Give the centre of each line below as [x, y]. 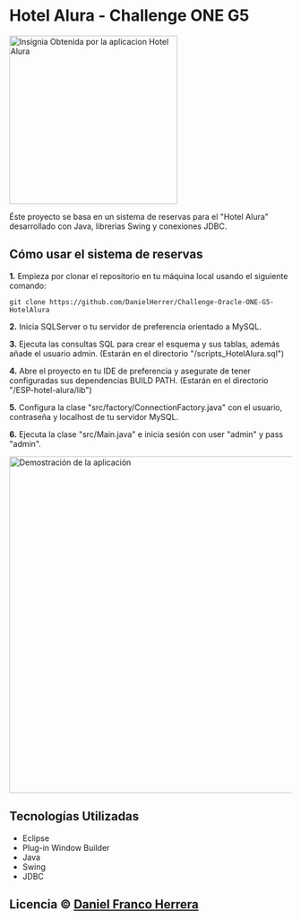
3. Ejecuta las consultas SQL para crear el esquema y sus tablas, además [145, 344]
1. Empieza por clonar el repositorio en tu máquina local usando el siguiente [149, 276]
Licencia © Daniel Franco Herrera [104, 904]
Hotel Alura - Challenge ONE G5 [129, 16]
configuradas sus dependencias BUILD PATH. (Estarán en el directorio [139, 380]
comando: [28, 285]
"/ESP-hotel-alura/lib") [51, 390]
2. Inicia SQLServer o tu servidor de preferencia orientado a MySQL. [135, 326]
